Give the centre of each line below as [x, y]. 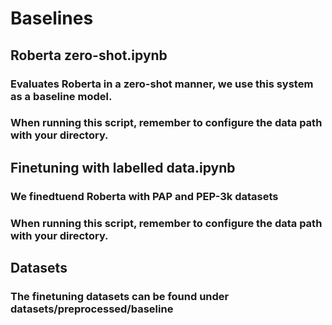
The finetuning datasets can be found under [120, 296]
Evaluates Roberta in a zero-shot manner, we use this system [162, 84]
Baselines [52, 18]
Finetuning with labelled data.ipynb [123, 167]
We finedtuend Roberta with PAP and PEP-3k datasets [144, 196]
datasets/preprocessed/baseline [92, 309]
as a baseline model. [61, 96]
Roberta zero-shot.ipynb [89, 55]
